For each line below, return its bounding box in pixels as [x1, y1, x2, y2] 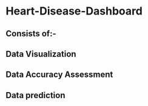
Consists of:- [5, 28, 57, 39]
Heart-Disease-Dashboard [5, 4, 143, 18]
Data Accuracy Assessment [5, 70, 113, 80]
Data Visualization [5, 48, 76, 59]
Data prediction [5, 90, 66, 101]
